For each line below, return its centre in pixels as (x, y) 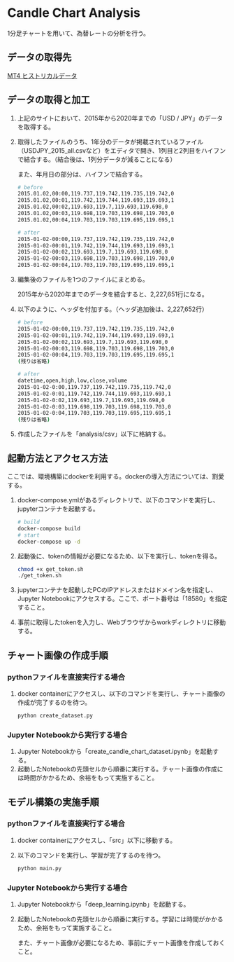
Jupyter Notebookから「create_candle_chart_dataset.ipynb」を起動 (115, 752)
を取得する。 (36, 127)
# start (28, 535)
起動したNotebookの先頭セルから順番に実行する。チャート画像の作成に (120, 769)
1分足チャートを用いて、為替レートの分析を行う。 (79, 33)
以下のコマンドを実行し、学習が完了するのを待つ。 (91, 855)
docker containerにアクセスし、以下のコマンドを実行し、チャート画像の (121, 693)
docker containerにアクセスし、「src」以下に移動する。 (97, 840)
